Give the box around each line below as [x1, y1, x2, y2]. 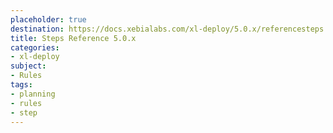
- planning [10, 89, 56, 99]
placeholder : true [10, 14, 87, 25]
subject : [10, 61, 47, 71]
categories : [10, 42, 60, 53]
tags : [10, 80, 33, 90]
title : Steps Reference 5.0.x [10, 33, 137, 43]
